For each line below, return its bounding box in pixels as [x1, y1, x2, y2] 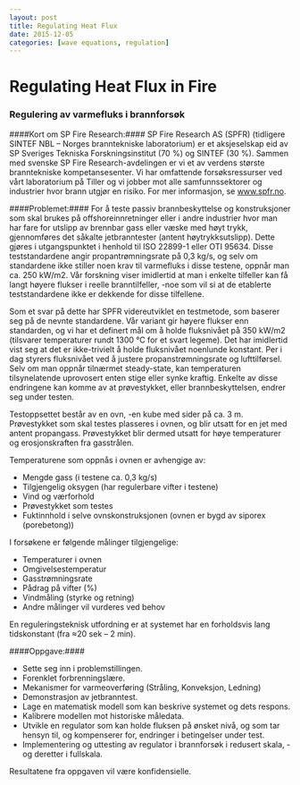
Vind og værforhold [21, 491, 95, 502]
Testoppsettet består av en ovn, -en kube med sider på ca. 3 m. [9, 409, 244, 419]
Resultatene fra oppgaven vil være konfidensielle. [9, 765, 192, 776]
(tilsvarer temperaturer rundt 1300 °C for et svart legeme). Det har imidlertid [9, 334, 288, 345]
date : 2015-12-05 [9, 30, 74, 38]
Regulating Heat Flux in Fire [9, 77, 217, 97]
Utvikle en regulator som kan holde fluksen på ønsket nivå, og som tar [21, 720, 280, 730]
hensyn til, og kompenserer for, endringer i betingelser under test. [21, 730, 265, 740]
